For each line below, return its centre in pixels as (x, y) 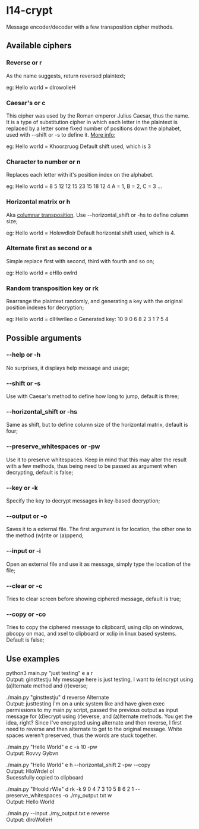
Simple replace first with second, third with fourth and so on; (80, 261)
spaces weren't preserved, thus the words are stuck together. (82, 735)
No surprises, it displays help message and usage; (68, 368)
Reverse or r (24, 63)
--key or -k (22, 488)
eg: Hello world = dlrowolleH (41, 87)
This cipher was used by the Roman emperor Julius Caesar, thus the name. (98, 115)
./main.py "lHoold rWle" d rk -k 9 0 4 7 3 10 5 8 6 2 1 (70, 789)
